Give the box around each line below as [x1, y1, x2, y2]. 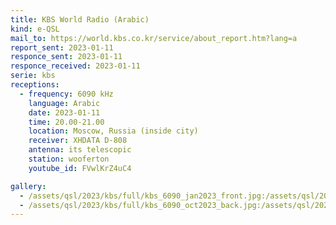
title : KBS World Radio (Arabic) [10, 14, 150, 25]
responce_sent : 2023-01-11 [10, 52, 123, 62]
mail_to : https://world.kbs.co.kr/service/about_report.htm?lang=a [10, 33, 298, 43]
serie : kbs [10, 71, 56, 81]
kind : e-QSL [10, 24, 60, 34]
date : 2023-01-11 [28, 107, 101, 118]
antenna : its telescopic [28, 145, 132, 155]
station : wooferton [28, 154, 110, 164]
